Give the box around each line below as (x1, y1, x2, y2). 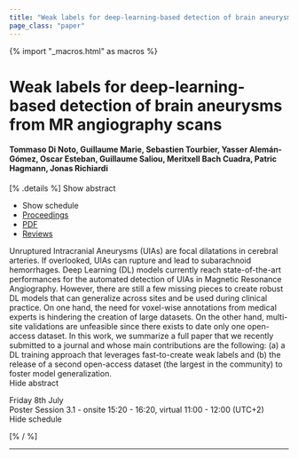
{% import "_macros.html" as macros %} (9, 45, 158, 56)
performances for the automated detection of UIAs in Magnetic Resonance (9, 273, 282, 284)
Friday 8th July (9, 394, 64, 405)
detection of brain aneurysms (59, 95, 283, 115)
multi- (265, 312, 288, 322)
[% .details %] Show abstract (9, 183, 116, 194)
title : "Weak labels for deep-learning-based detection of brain (9, 12, 255, 22)
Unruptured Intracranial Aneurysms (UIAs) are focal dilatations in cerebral (9, 245, 278, 256)
